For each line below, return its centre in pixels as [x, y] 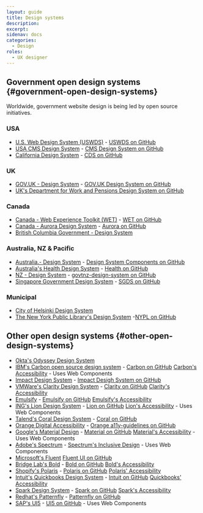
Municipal [21, 297]
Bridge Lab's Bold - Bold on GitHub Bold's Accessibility [85, 464]
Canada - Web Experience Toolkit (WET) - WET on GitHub [88, 220]
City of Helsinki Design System [54, 310]
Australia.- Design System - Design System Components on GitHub [100, 262]
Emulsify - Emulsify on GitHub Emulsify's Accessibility [83, 399]
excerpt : [17, 29]
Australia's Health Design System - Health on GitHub [82, 268]
